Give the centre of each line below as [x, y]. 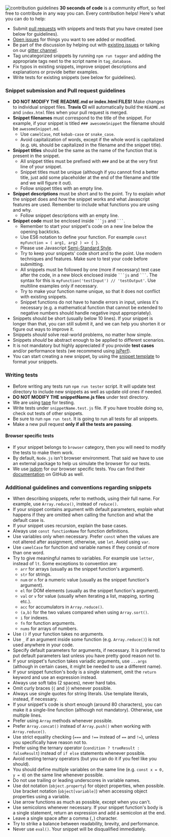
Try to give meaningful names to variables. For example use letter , [83, 558]
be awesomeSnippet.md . [36, 129]
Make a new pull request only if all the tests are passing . [73, 424]
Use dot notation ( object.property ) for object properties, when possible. [89, 786]
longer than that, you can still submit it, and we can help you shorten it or [89, 324]
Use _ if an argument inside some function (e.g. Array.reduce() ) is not [86, 640]
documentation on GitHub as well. [48, 474]
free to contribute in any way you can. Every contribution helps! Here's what [85, 13]
